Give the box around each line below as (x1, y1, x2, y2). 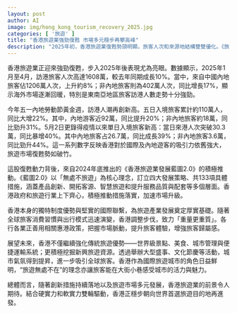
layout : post (7, 10, 46, 18)
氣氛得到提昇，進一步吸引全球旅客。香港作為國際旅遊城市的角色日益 (13, 256, 212, 265)
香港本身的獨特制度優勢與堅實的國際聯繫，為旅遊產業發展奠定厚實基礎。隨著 (7, 206, 230, 215)
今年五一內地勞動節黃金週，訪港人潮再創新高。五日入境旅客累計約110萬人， (7, 106, 227, 113)
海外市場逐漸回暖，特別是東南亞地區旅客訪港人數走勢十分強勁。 (13, 90, 199, 98)
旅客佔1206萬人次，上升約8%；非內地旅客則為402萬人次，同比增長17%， (7, 81, 222, 89)
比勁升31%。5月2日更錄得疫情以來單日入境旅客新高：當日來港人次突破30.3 (7, 123, 226, 131)
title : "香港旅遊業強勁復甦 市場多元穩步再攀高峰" (7, 37, 139, 44)
